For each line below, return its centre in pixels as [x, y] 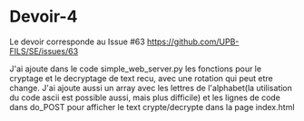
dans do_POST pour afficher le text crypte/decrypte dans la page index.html [152, 107]
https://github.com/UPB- [193, 42]
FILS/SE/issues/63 [44, 51]
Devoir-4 [44, 17]
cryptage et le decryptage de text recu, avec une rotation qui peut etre [142, 78]
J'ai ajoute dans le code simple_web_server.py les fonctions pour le [135, 69]
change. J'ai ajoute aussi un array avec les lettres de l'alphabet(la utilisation [151, 88]
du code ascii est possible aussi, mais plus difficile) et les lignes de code [145, 98]
